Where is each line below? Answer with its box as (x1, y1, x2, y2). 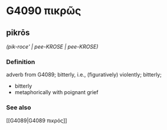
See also (6, 104, 31, 112)
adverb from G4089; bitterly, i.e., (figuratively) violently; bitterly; (6, 71, 162, 78)
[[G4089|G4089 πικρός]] (6, 116, 67, 124)
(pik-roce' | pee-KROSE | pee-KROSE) (6, 43, 99, 50)
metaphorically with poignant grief (14, 89, 99, 96)
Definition (6, 58, 35, 66)
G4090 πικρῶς (6, 4, 81, 18)
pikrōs (6, 28, 30, 38)
